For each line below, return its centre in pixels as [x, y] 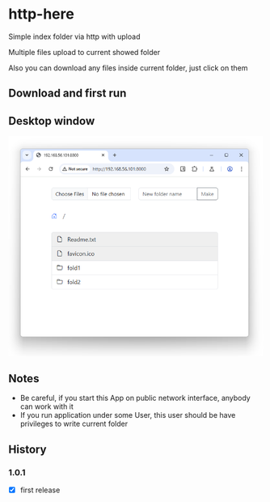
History [27, 449]
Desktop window [52, 121]
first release [40, 490]
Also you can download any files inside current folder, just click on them [128, 68]
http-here [41, 14]
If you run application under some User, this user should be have [128, 415]
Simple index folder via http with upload [74, 36]
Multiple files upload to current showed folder [84, 52]
